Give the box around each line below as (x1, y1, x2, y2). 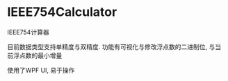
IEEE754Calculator (7, 4, 117, 20)
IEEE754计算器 (7, 28, 50, 36)
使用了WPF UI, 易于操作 (7, 66, 75, 74)
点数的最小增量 (19, 51, 63, 60)
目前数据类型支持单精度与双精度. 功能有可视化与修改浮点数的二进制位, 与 (7, 42, 215, 51)
